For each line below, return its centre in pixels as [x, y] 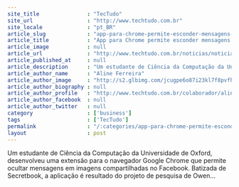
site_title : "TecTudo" [65, 14]
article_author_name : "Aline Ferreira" [76, 73]
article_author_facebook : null [57, 100]
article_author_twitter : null [57, 107]
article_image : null [57, 47]
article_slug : [49, 34]
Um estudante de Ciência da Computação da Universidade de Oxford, [110, 153]
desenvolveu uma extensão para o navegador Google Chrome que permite [117, 161]
